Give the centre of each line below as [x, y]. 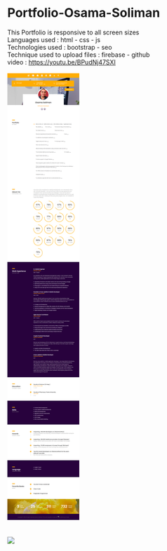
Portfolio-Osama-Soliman [83, 13]
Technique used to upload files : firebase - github [79, 55]
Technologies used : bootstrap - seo [60, 47]
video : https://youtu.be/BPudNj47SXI [61, 62]
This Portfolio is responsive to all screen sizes [73, 32]
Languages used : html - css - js [54, 39]
